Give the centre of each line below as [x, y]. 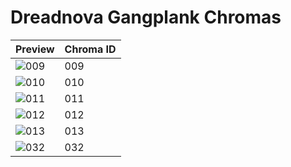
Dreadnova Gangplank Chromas [146, 17]
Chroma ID [90, 49]
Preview [35, 49]
